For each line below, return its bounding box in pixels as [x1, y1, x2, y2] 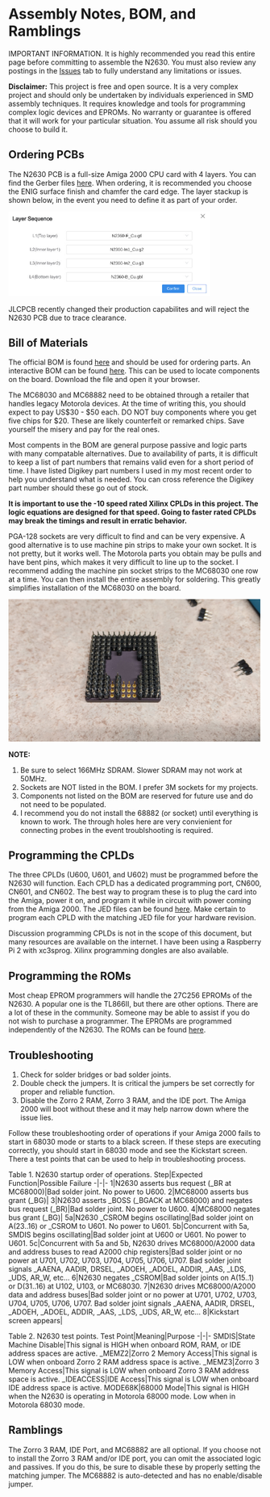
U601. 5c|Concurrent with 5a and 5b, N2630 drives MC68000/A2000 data [8, 1238, 255, 1248]
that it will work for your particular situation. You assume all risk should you [8, 116, 258, 125]
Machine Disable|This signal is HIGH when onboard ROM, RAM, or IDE [8, 1340, 242, 1350]
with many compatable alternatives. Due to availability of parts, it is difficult [8, 449, 258, 459]
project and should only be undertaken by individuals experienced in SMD [8, 90, 254, 99]
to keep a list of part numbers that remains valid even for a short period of [8, 457, 254, 467]
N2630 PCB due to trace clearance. [8, 313, 127, 322]
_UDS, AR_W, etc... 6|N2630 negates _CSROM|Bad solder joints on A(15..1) [8, 1273, 255, 1283]
